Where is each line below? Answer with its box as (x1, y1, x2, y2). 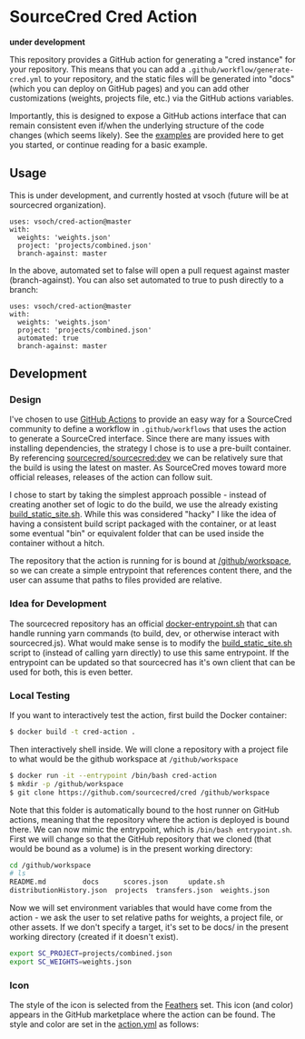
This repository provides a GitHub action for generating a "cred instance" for (9, 54, 296, 65)
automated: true (17, 334, 79, 343)
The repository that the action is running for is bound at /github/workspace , (9, 555, 292, 566)
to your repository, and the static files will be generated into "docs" (44, 73, 295, 84)
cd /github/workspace (9, 861, 92, 870)
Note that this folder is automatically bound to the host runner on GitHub (9, 804, 280, 815)
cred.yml (9, 75, 43, 84)
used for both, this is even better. (9, 666, 133, 677)
